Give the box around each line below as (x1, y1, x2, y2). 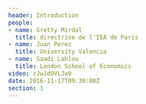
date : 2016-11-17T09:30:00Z (8, 77, 100, 84)
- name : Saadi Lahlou (8, 56, 79, 63)
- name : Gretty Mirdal (8, 26, 82, 34)
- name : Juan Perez (8, 41, 72, 48)
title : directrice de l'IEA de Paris (15, 33, 139, 41)
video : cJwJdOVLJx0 (8, 70, 72, 77)
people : (8, 19, 34, 27)
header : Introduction (8, 11, 79, 20)
